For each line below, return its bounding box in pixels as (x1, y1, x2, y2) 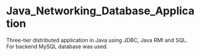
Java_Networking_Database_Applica (6, 4, 195, 18)
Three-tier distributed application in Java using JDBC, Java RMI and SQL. (6, 36, 188, 43)
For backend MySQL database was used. (6, 43, 108, 50)
